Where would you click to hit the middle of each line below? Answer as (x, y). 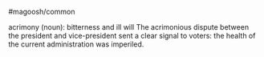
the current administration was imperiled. (76, 44)
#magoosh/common (42, 12)
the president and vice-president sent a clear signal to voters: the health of (132, 36)
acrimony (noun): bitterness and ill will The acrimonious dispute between (129, 27)
